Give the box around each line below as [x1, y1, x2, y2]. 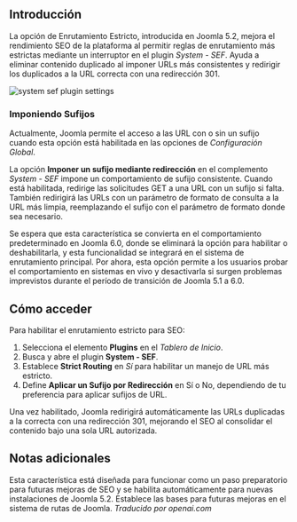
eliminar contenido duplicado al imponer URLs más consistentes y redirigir [9, 59, 281, 69]
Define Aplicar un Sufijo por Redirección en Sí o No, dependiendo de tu [21, 379, 286, 390]
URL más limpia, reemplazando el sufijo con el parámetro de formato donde [9, 202, 285, 212]
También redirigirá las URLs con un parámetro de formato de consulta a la [9, 193, 279, 203]
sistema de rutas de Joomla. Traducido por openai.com [9, 502, 213, 513]
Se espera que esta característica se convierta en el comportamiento [9, 228, 262, 239]
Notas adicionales [9, 451, 111, 466]
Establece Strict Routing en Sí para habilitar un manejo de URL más [21, 360, 270, 371]
